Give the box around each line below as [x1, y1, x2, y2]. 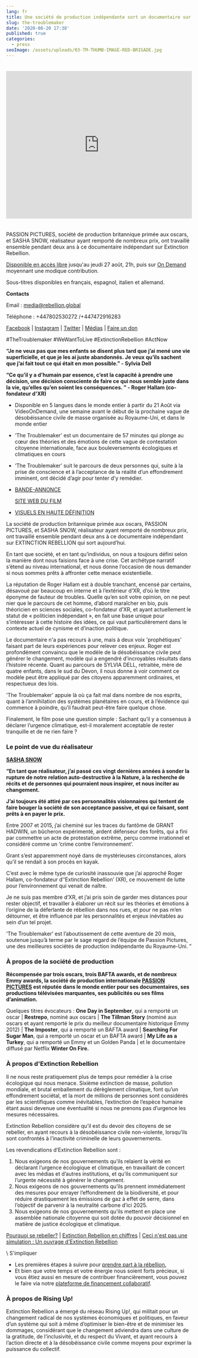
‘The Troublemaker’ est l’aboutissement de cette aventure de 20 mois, [6, 930, 176, 937]
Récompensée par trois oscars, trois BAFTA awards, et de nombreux [6, 971, 177, 978]
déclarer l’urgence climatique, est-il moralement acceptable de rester [6, 721, 174, 729]
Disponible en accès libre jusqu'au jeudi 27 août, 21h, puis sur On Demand [6, 261, 187, 268]
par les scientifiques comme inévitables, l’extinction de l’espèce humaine [6, 1098, 183, 1105]
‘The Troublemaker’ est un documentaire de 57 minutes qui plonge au [14, 431, 184, 439]
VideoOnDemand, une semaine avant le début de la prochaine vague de [14, 408, 190, 415]
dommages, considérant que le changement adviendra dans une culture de [6, 1326, 189, 1334]
